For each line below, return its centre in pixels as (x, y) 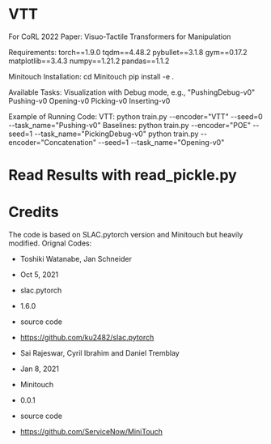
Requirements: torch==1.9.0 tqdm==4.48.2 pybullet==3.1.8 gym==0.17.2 (128, 52)
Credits (34, 212)
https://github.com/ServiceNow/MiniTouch (91, 432)
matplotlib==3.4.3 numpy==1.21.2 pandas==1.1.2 (89, 61)
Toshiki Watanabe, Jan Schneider (76, 259)
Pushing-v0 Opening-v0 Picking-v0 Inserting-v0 (89, 100)
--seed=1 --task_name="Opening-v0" (161, 142)
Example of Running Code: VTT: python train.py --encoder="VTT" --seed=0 (135, 116)
